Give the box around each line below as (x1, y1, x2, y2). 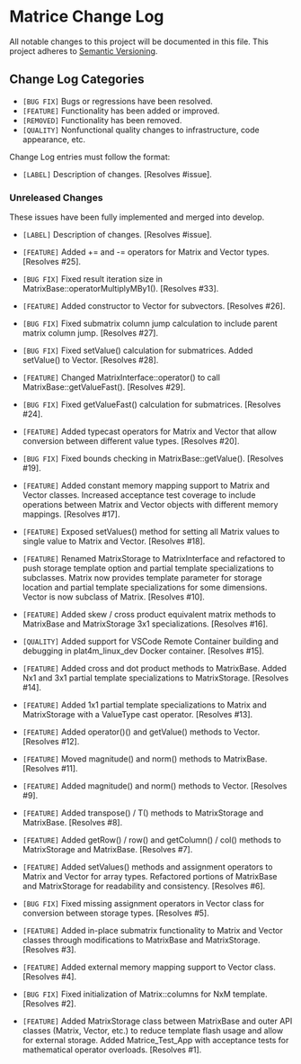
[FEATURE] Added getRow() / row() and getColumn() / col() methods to (22, 834, 281, 845)
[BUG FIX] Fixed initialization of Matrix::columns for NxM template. (22, 988, 268, 1000)
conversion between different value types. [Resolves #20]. (22, 436, 240, 446)
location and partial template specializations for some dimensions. (22, 582, 268, 593)
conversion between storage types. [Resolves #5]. (22, 907, 209, 919)
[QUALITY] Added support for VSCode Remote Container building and (22, 636, 279, 647)
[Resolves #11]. (22, 763, 78, 774)
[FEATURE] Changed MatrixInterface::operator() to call (22, 372, 220, 383)
